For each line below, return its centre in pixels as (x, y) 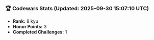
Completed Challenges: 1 (40, 32)
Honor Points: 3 (30, 27)
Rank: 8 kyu (25, 21)
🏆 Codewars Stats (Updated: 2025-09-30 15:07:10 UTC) (77, 8)
